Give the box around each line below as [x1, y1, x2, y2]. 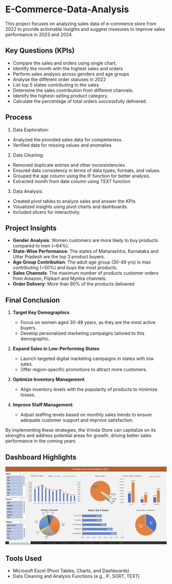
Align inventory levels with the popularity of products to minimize [20, 386, 158, 393]
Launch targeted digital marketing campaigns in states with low [20, 355, 154, 362]
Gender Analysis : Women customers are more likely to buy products [12, 237, 158, 244]
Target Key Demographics [12, 309, 70, 316]
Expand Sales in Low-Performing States [12, 346, 100, 352]
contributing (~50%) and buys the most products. [12, 265, 118, 271]
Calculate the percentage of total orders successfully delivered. [12, 98, 147, 104]
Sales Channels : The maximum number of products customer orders [12, 270, 159, 276]
